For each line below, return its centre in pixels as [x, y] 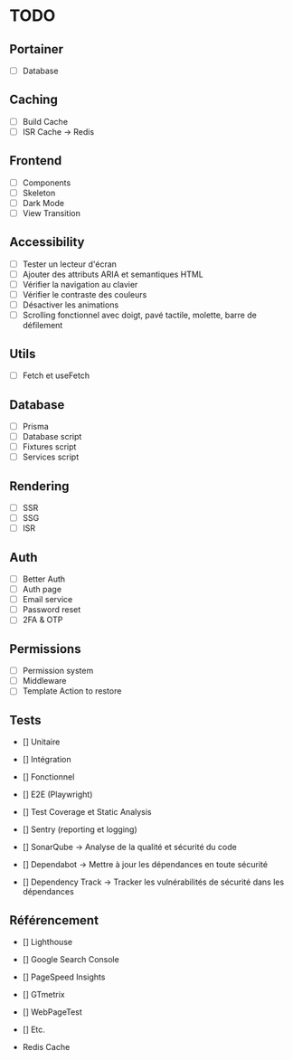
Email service [47, 600]
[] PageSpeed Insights [64, 977]
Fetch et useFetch [56, 375]
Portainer [37, 49]
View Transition [52, 213]
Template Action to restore [72, 691]
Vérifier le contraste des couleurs [85, 295]
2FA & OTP [43, 620]
